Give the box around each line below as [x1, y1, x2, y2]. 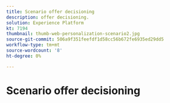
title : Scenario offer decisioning [6, 8, 95, 15]
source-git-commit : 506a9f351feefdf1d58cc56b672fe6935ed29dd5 [6, 36, 164, 42]
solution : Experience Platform [6, 20, 84, 26]
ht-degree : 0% [6, 53, 42, 59]
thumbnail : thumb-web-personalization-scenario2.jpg [6, 31, 140, 37]
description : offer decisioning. [6, 14, 89, 20]
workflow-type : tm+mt [6, 42, 60, 48]
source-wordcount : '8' [6, 48, 63, 54]
